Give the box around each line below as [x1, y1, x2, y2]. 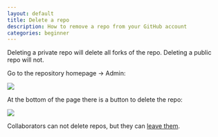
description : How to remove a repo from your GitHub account [7, 23, 188, 30]
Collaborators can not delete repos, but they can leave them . [7, 122, 181, 130]
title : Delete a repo [7, 17, 70, 24]
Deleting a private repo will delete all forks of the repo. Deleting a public [7, 48, 212, 57]
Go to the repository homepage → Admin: [7, 69, 126, 77]
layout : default [7, 10, 54, 17]
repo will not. [7, 56, 44, 64]
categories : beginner [7, 29, 70, 37]
